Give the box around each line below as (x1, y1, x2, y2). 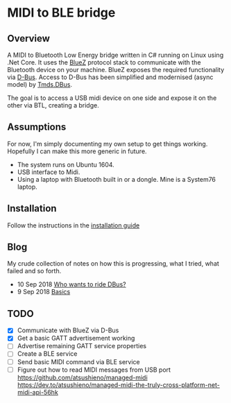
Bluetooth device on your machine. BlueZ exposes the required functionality (7, 66, 225, 74)
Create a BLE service (17, 350, 78, 358)
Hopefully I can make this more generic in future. (7, 147, 147, 155)
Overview (7, 33, 51, 44)
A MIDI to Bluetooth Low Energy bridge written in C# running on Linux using (7, 51, 224, 59)
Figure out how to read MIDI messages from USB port (17, 366, 171, 374)
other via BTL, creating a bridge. (7, 101, 99, 109)
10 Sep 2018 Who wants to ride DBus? (17, 280, 126, 289)
